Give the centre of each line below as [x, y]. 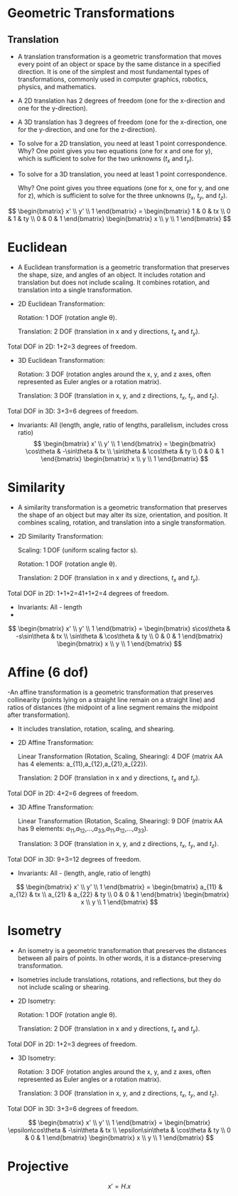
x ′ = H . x [119, 1186]
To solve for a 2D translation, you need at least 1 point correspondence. [122, 143]
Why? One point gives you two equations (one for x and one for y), [115, 151]
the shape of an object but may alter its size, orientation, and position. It [123, 515]
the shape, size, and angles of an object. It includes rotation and [112, 274]
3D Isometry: [37, 1058]
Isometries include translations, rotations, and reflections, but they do [119, 980]
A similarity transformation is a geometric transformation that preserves [122, 507]
